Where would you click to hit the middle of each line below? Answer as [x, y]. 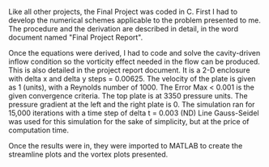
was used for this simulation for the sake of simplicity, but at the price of [129, 121]
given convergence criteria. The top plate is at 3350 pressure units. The [128, 96]
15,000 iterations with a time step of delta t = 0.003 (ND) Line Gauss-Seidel [134, 113]
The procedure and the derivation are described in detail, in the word [124, 29]
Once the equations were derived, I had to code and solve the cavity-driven [134, 53]
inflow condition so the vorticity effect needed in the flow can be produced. [134, 61]
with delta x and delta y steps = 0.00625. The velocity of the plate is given [132, 79]
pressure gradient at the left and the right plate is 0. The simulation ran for [132, 104]
